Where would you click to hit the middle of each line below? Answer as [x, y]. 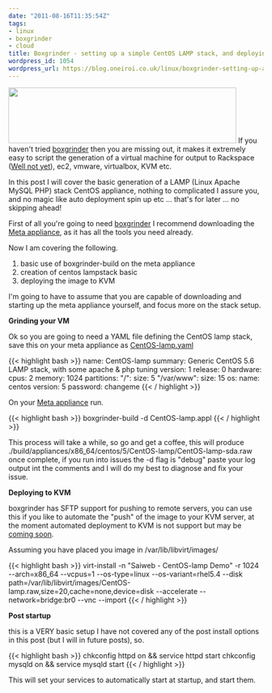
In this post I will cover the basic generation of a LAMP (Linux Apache [124, 182]
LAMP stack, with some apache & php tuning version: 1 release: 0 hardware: [135, 369]
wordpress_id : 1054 [41, 62]
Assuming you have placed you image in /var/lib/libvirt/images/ [113, 550]
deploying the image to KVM [68, 280]
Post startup [30, 615]
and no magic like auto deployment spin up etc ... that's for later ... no [124, 199]
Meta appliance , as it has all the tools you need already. [101, 232]
